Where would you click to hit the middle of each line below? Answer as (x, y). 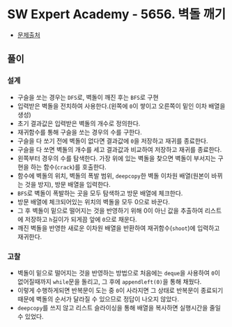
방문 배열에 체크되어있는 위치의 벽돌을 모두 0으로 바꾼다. (94, 201)
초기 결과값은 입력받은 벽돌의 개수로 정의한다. (79, 123)
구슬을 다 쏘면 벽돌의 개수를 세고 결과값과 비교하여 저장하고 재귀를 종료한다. (119, 149)
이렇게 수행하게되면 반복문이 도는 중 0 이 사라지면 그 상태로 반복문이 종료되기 (120, 290)
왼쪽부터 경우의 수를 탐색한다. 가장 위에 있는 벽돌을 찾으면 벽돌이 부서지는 (117, 158)
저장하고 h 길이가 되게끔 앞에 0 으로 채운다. (81, 219)
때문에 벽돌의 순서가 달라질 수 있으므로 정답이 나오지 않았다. (98, 299)
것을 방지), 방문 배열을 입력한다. (68, 184)
